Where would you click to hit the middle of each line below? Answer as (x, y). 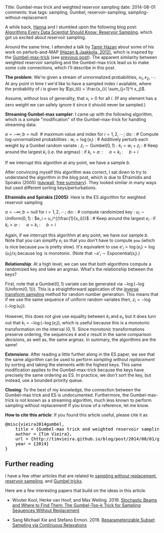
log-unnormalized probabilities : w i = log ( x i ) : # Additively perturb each (77, 140)
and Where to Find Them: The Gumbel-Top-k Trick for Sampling (76, 505)
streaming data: (21, 124)
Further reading (29, 464)
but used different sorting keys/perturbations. (51, 188)
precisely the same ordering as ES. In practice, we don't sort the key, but (78, 375)
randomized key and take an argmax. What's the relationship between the (79, 269)
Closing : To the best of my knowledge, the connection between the (73, 389)
